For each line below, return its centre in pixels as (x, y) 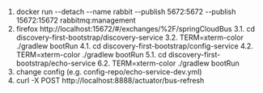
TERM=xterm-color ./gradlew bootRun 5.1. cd (91, 55)
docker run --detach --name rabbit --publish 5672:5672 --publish (126, 12)
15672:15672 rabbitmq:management (76, 20)
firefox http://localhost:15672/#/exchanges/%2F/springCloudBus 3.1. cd (136, 29)
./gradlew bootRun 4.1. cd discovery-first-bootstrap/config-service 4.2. (134, 46)
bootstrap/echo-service (56, 63)
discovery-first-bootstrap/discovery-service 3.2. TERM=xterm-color (130, 37)
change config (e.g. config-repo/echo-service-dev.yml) (109, 72)
